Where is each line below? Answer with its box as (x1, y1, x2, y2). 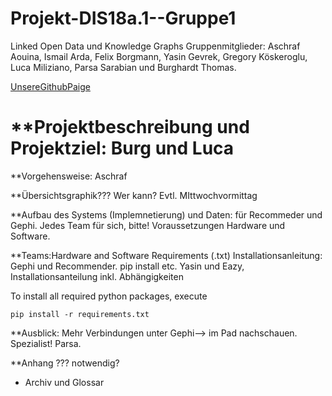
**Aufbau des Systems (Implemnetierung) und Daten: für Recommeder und (10, 208, 323, 221)
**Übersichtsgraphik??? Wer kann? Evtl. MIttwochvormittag (10, 189, 258, 201)
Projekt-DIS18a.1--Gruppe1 (10, 7, 237, 30)
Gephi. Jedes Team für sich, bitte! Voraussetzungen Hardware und (10, 219, 286, 231)
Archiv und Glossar (24, 376, 105, 388)
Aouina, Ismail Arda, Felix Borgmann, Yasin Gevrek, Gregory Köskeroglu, (10, 50, 308, 62)
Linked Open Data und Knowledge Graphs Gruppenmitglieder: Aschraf (10, 40, 301, 52)
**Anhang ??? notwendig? (10, 357, 120, 369)
